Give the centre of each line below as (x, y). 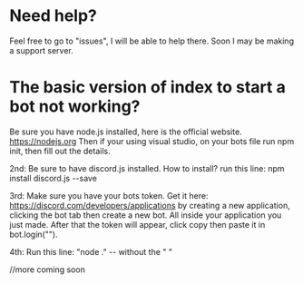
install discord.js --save (54, 178)
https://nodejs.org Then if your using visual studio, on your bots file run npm (152, 141)
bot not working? (75, 107)
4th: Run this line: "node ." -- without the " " (91, 251)
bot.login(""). (34, 234)
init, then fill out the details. (60, 151)
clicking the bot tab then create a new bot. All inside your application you (146, 215)
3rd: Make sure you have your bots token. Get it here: (109, 195)
